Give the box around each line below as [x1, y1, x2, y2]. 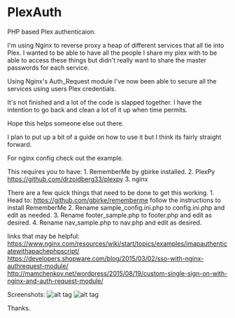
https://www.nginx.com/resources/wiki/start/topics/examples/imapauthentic [7, 239, 227, 248]
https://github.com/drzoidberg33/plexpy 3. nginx [7, 175, 148, 183]
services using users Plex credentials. [7, 84, 117, 93]
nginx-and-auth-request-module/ [7, 277, 104, 285]
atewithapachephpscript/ [7, 246, 80, 255]
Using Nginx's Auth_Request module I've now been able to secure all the [7, 77, 217, 85]
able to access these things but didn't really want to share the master [7, 55, 207, 64]
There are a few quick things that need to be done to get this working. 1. [7, 188, 215, 197]
